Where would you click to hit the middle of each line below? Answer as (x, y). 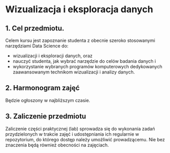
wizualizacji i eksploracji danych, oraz (52, 56)
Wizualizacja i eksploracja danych (79, 9)
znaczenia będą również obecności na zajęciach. (57, 145)
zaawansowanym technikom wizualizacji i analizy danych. (74, 72)
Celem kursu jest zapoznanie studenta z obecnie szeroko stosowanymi (80, 40)
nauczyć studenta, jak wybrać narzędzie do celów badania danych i (84, 61)
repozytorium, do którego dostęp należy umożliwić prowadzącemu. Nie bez (85, 139)
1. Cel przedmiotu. (35, 28)
